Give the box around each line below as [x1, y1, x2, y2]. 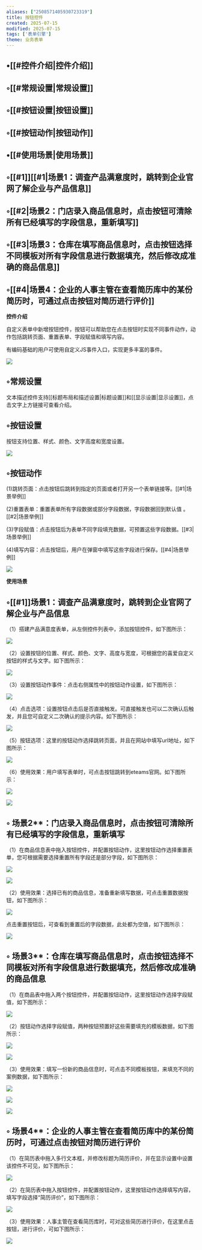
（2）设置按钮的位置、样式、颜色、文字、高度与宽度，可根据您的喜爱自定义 [6, 649, 194, 657]
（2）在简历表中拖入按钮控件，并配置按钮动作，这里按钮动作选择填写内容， [6, 1186, 194, 1193]
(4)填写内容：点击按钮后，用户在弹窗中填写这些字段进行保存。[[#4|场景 [6, 546, 185, 554]
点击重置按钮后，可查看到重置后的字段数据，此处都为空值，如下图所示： [6, 921, 185, 927]
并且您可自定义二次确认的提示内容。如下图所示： [16, 713, 138, 720]
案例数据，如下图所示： [6, 1072, 64, 1080]
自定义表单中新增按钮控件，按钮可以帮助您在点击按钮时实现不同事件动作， [6, 326, 191, 333]
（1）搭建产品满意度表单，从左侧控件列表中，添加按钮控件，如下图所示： [6, 625, 188, 633]
